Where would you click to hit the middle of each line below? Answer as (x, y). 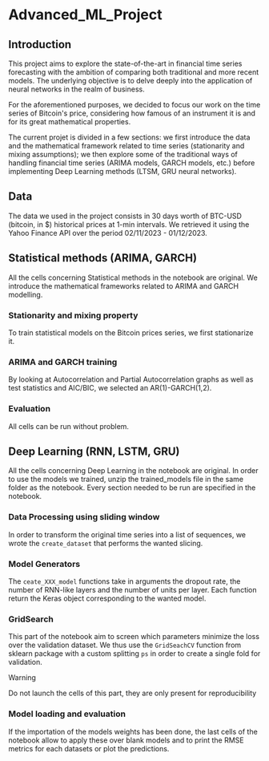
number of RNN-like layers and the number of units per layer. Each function (133, 589)
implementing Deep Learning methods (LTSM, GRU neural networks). (122, 171)
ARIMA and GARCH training (63, 362)
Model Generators (44, 564)
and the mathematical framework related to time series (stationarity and (126, 146)
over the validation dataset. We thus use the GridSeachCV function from (125, 645)
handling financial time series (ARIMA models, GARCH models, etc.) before (132, 163)
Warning (22, 678)
